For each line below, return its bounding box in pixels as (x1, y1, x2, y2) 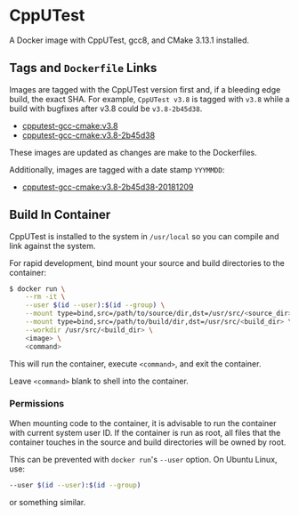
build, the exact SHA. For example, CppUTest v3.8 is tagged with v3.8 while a (9, 93, 290, 104)
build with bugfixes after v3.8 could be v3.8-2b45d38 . (9, 103, 203, 114)
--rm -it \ (25, 293, 66, 302)
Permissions (9, 398, 65, 410)
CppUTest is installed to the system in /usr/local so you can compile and (9, 230, 279, 241)
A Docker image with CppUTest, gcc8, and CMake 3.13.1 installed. (9, 35, 250, 45)
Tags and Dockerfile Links (9, 60, 158, 76)
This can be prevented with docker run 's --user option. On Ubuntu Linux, (9, 454, 278, 464)
